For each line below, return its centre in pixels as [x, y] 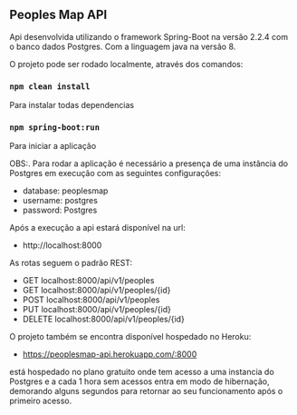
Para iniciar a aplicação [53, 146]
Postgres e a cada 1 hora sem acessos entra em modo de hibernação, [139, 381]
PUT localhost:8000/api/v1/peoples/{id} [97, 310]
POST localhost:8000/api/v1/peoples [91, 300]
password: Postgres [60, 210]
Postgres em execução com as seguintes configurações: [115, 173]
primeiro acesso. [41, 401]
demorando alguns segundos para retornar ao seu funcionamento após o [146, 391]
